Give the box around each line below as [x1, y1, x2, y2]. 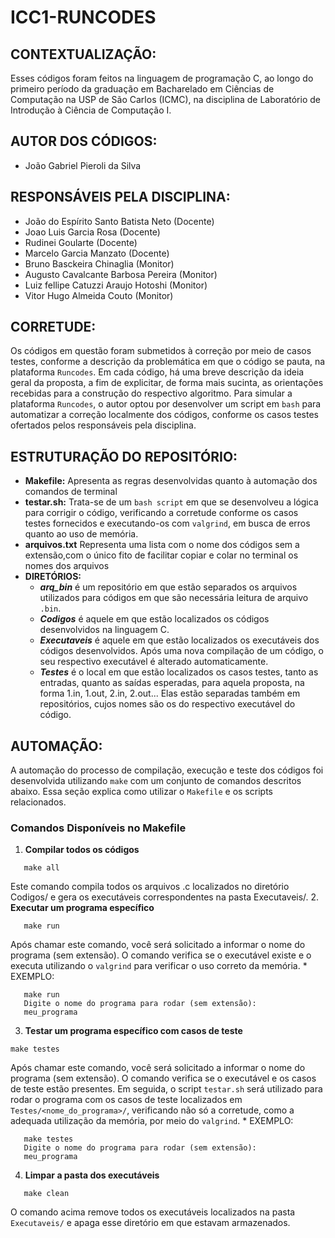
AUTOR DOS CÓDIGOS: [10, 133, 158, 150]
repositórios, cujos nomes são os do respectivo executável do [39, 698, 296, 710]
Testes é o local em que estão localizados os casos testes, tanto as [39, 666, 319, 678]
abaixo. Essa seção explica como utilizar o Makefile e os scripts [10, 786, 273, 798]
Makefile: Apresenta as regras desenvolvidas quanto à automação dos [24, 475, 318, 487]
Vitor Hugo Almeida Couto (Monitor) [24, 289, 174, 301]
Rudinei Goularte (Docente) [24, 236, 138, 248]
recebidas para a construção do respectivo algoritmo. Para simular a [10, 387, 293, 400]
